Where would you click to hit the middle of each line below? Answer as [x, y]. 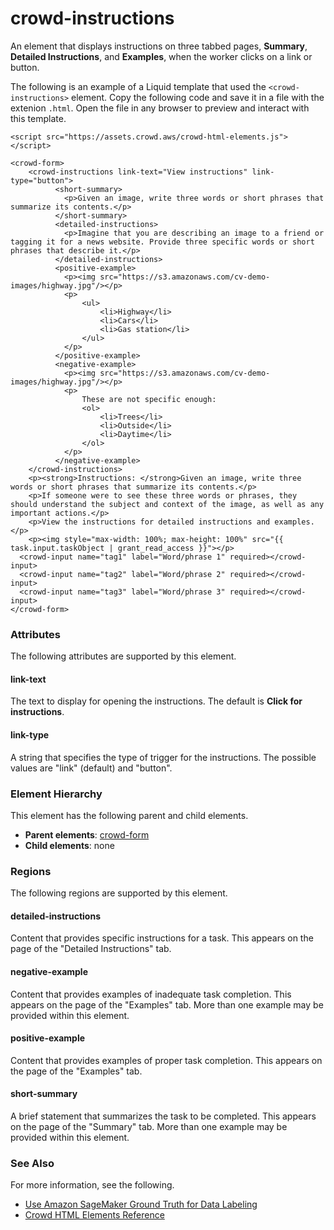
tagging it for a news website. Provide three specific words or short [162, 242]
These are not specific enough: [149, 399]
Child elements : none [69, 845]
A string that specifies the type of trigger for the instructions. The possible [163, 757]
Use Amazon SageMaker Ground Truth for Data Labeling [141, 1204]
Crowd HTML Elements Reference [94, 1215]
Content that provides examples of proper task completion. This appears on [166, 1060]
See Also [32, 1163]
